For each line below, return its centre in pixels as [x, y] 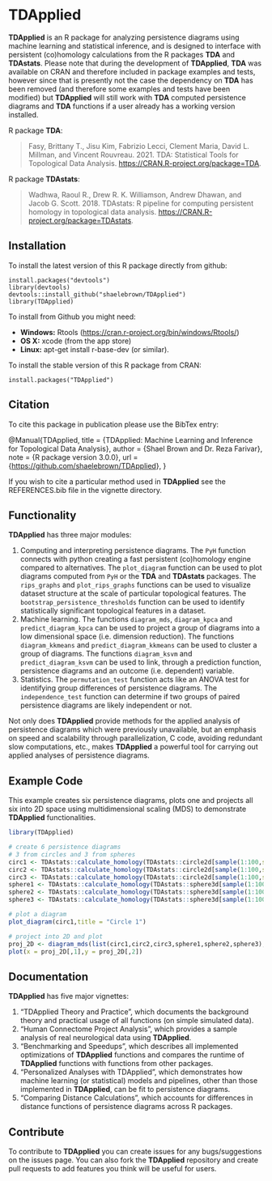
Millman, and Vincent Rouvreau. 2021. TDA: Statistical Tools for [133, 155]
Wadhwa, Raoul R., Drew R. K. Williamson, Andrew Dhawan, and [135, 194]
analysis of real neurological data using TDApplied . [106, 1038]
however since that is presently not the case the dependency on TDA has [131, 80]
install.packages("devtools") [59, 280]
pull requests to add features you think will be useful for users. [113, 1169]
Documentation [49, 977]
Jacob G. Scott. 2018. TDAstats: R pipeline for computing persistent [140, 203]
